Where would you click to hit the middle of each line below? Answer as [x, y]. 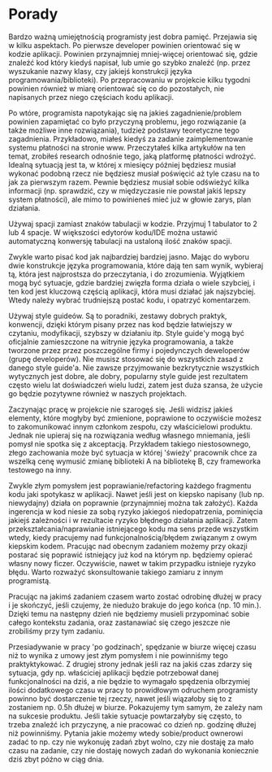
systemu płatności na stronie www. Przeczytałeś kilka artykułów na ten [127, 147]
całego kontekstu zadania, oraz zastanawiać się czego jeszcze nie [119, 622]
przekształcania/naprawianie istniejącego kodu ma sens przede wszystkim [134, 529]
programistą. [30, 580]
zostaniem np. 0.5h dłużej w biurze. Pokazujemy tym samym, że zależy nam [136, 707]
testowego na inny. [40, 469]
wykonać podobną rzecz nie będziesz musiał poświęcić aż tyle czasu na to [134, 173]
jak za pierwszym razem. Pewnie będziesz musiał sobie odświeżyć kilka [129, 182]
